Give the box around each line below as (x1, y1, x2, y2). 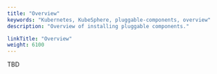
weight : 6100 (7, 42, 45, 49)
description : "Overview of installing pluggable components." (7, 23, 189, 29)
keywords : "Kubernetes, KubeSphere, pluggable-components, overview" (7, 16, 211, 23)
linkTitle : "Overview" (7, 35, 72, 42)
